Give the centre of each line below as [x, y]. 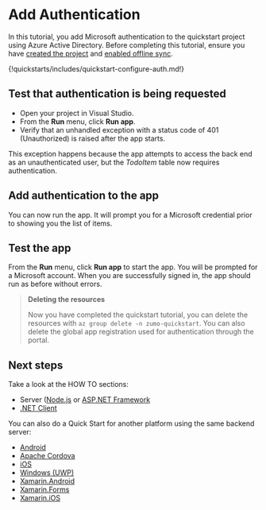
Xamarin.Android [47, 481]
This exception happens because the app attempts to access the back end [130, 153]
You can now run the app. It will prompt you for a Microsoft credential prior [130, 214]
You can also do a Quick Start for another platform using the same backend [131, 423]
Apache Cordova [47, 456]
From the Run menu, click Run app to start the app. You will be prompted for [133, 267]
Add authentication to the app [84, 196]
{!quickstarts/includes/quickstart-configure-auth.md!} [96, 68]
